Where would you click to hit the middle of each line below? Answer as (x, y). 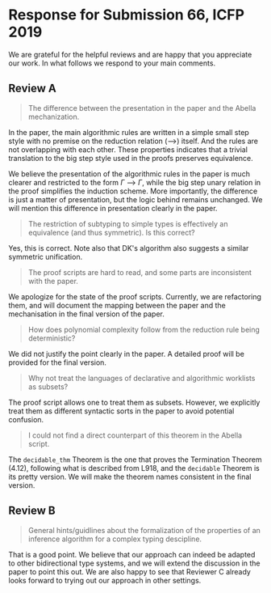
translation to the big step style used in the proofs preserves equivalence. (131, 158)
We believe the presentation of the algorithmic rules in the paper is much (129, 174)
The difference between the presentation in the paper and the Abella (142, 108)
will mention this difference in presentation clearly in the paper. (113, 208)
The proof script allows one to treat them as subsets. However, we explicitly (134, 402)
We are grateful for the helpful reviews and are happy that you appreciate (130, 54)
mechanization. (54, 116)
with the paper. (53, 281)
